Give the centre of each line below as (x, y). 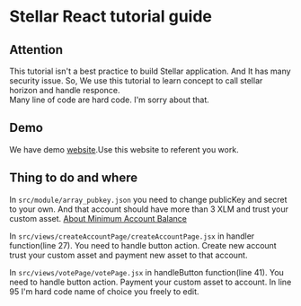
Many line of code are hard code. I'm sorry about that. (109, 100)
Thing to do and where (73, 178)
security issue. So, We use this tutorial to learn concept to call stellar (136, 81)
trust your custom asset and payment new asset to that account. (128, 255)
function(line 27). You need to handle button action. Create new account (143, 245)
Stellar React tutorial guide (111, 17)
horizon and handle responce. (65, 90)
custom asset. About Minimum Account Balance (98, 218)
